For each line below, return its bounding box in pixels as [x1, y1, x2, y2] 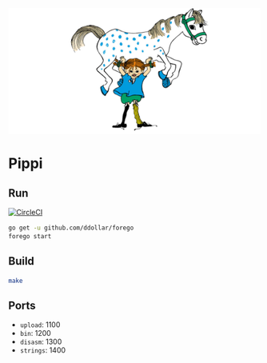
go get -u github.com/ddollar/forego [8, 224, 134, 232]
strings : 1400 [19, 345, 66, 355]
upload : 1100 [19, 320, 61, 329]
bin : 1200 [19, 329, 52, 338]
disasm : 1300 [19, 337, 62, 347]
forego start [8, 232, 52, 240]
